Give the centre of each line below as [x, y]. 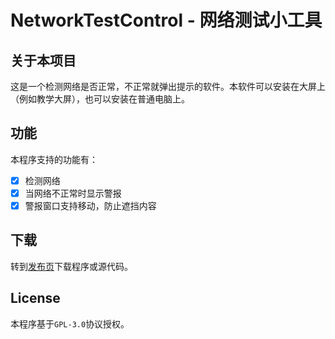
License [35, 298]
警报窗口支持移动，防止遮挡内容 [90, 205]
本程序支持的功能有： [54, 159]
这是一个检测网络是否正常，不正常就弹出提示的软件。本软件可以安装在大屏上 [168, 86]
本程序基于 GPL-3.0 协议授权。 [70, 323]
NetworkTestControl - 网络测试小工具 [166, 20]
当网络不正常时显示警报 [73, 193]
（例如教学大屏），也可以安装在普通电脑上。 [100, 99]
